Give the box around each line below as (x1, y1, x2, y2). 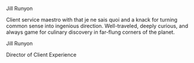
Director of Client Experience (6, 51, 77, 58)
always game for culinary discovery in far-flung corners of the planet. (6, 29, 175, 36)
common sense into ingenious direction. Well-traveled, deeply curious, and (6, 23, 189, 29)
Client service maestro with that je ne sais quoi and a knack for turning (6, 16, 178, 23)
